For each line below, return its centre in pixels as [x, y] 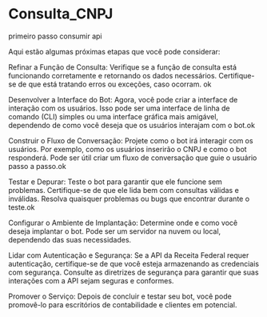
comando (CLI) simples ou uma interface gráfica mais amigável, [113, 116]
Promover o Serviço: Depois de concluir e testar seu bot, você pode [120, 296]
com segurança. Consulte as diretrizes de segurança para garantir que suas [133, 272]
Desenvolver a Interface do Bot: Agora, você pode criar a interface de [123, 99]
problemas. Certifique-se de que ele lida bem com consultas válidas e [124, 190]
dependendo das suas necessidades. [70, 239]
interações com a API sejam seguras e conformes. [91, 280]
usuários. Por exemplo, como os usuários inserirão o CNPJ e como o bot [128, 149]
